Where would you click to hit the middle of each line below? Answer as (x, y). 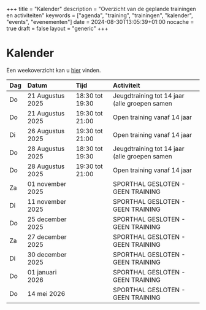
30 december (47, 254)
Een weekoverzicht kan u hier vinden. (54, 70)
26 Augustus (46, 131)
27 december (47, 237)
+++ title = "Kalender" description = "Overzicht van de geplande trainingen (101, 9)
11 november (47, 201)
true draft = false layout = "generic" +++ (57, 28)
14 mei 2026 (46, 293)
